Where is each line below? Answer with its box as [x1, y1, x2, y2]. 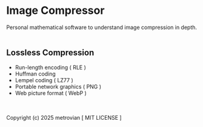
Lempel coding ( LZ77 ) [15, 76, 74, 83]
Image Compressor [6, 4, 105, 18]
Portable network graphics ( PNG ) [15, 83, 102, 90]
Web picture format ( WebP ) [15, 89, 87, 97]
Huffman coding [15, 70, 56, 77]
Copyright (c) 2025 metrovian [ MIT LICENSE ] [6, 114, 122, 121]
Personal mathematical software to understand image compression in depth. [6, 24, 198, 31]
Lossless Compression [6, 48, 95, 58]
